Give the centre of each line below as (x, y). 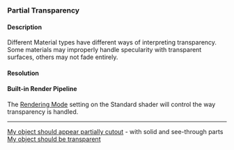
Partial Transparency (44, 10)
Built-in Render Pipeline (42, 89)
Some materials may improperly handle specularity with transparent (104, 50)
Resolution (23, 73)
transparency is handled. (43, 111)
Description (25, 27)
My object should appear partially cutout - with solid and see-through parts (115, 131)
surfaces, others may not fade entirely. (63, 57)
